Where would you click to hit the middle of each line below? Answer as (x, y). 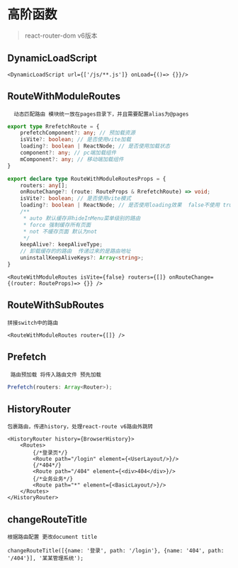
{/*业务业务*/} (53, 479)
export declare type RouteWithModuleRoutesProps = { (87, 179)
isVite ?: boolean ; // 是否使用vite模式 (76, 199)
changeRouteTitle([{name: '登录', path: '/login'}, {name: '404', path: (116, 551)
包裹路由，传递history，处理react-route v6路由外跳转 (80, 427)
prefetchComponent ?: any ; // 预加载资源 (78, 133)
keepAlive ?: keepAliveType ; (61, 245)
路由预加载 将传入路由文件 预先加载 (56, 374)
